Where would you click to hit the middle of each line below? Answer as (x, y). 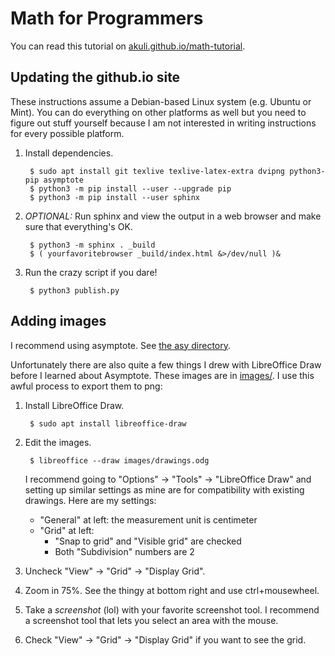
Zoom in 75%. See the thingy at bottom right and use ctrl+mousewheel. (172, 590)
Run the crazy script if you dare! (91, 272)
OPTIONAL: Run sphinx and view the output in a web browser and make (173, 216)
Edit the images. (58, 442)
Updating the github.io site (95, 77)
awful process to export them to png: (86, 386)
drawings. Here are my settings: (90, 500)
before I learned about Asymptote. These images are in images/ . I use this (162, 375)
